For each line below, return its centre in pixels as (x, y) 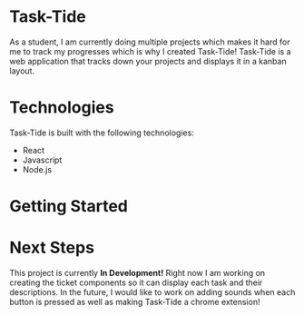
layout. (22, 71)
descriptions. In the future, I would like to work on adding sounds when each (152, 292)
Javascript (42, 160)
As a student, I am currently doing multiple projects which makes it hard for (150, 42)
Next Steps (52, 248)
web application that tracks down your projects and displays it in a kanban (148, 61)
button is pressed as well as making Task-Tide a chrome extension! (135, 302)
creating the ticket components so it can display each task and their (136, 282)
